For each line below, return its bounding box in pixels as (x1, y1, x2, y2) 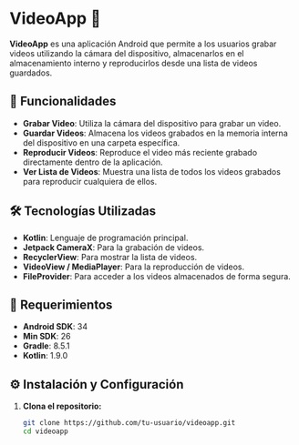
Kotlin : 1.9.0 (22, 350, 68, 361)
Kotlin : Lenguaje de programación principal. (22, 232, 189, 243)
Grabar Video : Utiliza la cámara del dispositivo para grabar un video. (22, 117, 282, 128)
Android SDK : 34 (22, 321, 88, 332)
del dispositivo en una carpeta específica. (22, 137, 180, 148)
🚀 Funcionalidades (9, 94, 117, 109)
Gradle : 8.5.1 (22, 340, 70, 351)
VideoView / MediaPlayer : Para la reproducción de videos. (22, 261, 244, 272)
